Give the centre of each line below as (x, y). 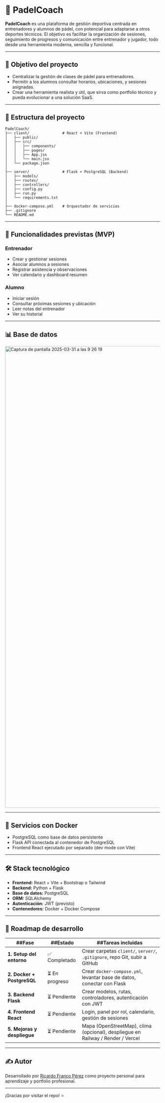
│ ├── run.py (21, 193)
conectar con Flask (104, 984)
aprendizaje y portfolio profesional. (41, 1081)
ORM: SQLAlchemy (32, 898)
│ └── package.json (27, 163)
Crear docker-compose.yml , (112, 971)
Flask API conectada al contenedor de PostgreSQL (63, 842)
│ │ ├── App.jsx (26, 154)
